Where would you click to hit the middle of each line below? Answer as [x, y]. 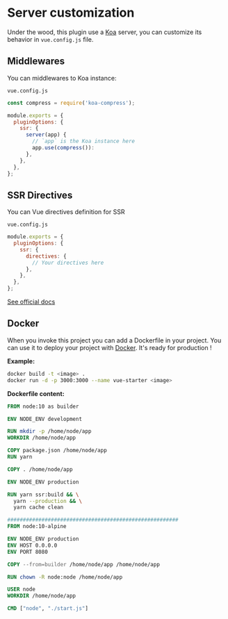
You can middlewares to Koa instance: [62, 78]
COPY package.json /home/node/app [57, 451]
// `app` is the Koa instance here [84, 141]
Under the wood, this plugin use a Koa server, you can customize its [105, 32]
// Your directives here [68, 263]
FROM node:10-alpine [37, 527]
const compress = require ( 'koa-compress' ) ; [71, 103]
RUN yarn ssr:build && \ [43, 495]
